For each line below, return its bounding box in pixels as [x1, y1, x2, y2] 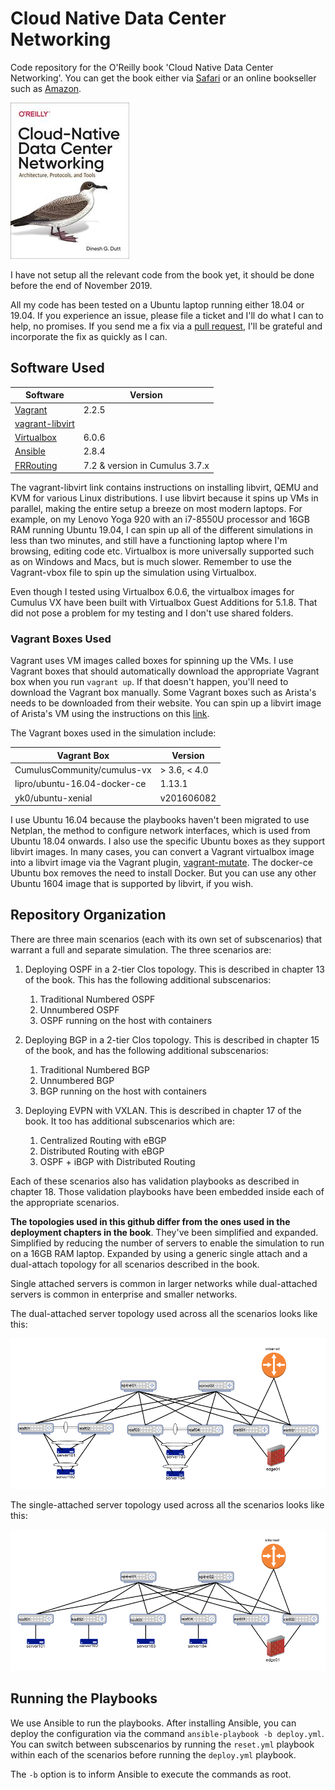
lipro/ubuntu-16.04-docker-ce [14, 778, 147, 790]
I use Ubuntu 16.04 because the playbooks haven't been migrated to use [10, 814, 310, 826]
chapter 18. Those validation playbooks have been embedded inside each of [10, 1185, 325, 1197]
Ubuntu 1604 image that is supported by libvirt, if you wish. [10, 878, 254, 890]
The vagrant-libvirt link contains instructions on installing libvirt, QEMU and [10, 482, 319, 493]
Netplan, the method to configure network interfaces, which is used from [10, 825, 311, 837]
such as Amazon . [10, 82, 82, 94]
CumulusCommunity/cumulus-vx [14, 764, 152, 776]
